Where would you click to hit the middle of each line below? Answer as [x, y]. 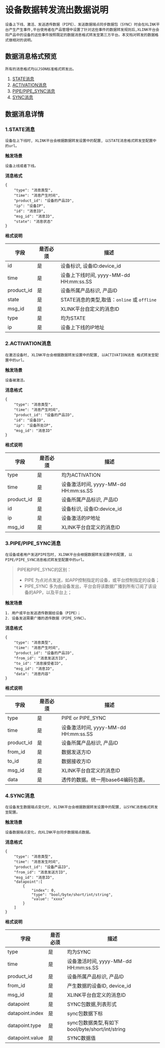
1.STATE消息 [20, 129]
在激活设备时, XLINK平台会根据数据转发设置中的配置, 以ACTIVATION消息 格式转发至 [80, 355]
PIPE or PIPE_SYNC [84, 718]
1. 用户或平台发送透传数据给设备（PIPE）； [43, 613]
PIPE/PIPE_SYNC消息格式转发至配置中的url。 [46, 560]
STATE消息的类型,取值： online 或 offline [109, 300]
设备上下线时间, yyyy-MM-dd [95, 275]
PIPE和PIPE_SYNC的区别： [44, 570]
